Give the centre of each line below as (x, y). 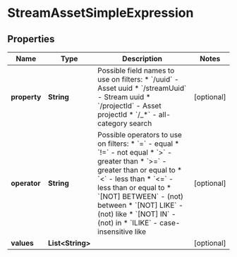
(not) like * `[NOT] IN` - (137, 214)
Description (142, 59)
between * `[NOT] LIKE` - (140, 205)
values (22, 243)
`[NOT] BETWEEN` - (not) (141, 196)
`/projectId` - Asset (129, 106)
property (26, 97)
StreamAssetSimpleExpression (101, 13)
